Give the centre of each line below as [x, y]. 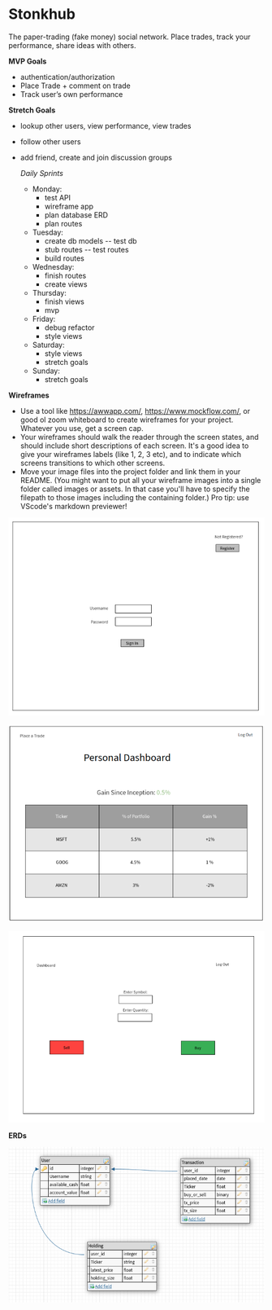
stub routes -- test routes [86, 249]
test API [58, 197]
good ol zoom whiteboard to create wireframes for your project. [127, 420]
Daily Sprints [41, 173]
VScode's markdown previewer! [73, 506]
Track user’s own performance [71, 94]
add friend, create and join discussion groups [96, 157]
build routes [65, 258]
